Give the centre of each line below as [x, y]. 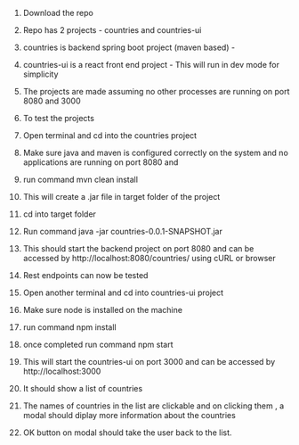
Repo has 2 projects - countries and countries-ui [112, 30]
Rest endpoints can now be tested [85, 275]
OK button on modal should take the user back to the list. [127, 433]
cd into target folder [60, 214]
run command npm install [69, 327]
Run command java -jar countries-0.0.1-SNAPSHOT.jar [123, 231]
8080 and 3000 [52, 101]
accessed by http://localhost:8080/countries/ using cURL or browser [149, 258]
